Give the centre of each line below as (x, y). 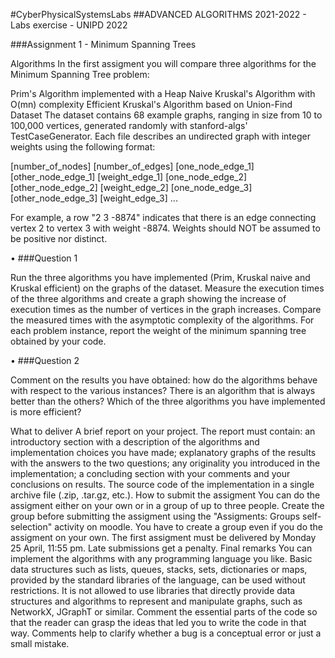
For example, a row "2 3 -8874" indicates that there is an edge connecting (163, 217)
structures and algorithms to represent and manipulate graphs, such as (156, 601)
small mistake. (40, 643)
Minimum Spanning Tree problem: (80, 74)
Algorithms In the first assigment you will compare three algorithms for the (163, 63)
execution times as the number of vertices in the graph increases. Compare (166, 309)
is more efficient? (46, 412)
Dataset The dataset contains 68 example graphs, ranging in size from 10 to (166, 115)
